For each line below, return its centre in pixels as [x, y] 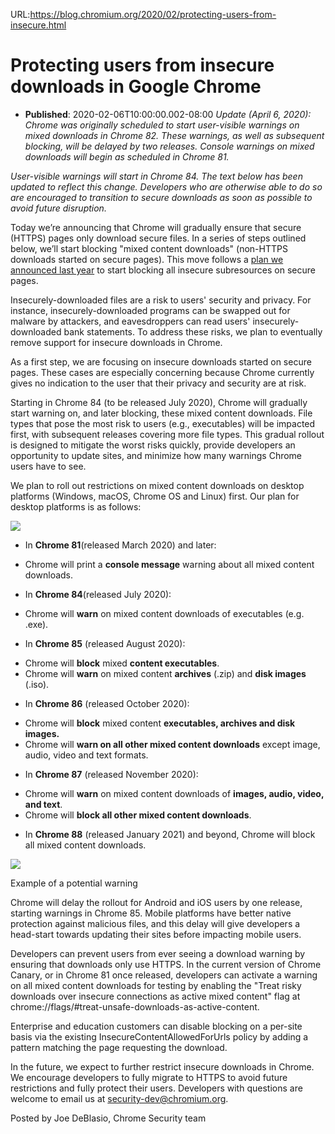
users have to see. [48, 466]
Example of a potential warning [74, 883]
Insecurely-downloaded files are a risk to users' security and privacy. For [161, 300]
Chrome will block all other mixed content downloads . [138, 815]
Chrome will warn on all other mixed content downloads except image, [172, 744]
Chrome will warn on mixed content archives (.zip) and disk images [165, 673]
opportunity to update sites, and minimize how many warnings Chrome [156, 455]
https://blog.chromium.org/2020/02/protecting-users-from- [153, 14]
